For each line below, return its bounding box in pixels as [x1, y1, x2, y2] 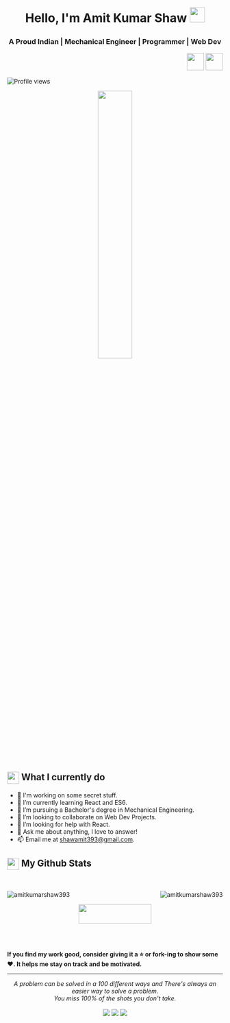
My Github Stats [21, 858, 92, 869]
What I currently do [21, 771, 105, 783]
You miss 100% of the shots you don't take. [53, 994, 177, 1002]
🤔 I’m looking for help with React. [16, 820, 111, 828]
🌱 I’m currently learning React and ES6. [16, 798, 128, 806]
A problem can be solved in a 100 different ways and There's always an [13, 979, 217, 987]
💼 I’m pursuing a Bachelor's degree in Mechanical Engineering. [16, 806, 195, 814]
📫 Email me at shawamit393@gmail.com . [16, 835, 135, 843]
